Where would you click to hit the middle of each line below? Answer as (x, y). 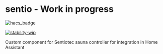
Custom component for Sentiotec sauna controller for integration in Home (81, 42)
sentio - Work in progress (60, 9)
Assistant (15, 47)
